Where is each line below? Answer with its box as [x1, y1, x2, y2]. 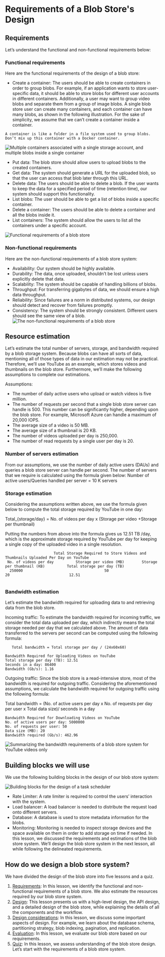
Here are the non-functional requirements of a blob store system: [5, 256, 137, 262]
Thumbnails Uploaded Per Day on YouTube [5, 555, 90, 560]
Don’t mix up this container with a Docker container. [5, 136, 120, 141]
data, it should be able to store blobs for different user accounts [29, 91, 159, 96]
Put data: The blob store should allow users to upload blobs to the [12, 159, 146, 165]
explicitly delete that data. [12, 276, 65, 282]
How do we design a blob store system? [5, 860, 130, 869]
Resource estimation [5, 332, 70, 340]
